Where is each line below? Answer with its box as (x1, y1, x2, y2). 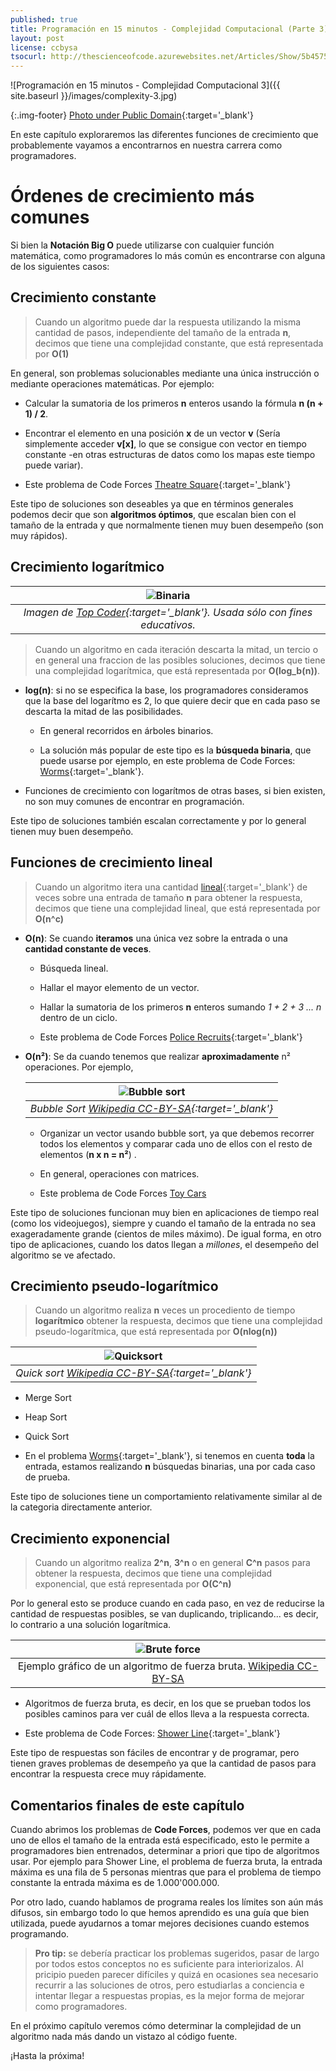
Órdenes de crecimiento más (10, 185, 255, 208)
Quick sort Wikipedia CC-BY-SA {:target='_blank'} (15, 1366, 252, 1380)
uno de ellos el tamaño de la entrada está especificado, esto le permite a (10, 1834, 310, 1846)
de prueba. (24, 1471, 71, 1483)
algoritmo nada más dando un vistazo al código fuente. (10, 2030, 238, 2042)
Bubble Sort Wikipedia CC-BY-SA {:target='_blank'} (29, 1101, 274, 1115)
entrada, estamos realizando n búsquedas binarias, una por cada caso (24, 1461, 316, 1473)
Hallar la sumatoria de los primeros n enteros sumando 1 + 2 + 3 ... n (39, 1001, 322, 1013)
